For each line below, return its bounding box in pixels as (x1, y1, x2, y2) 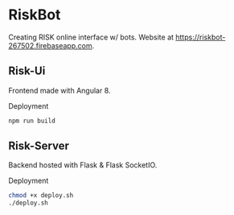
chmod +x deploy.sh (8, 192, 74, 200)
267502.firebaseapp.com (8, 40, 92, 50)
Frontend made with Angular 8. (8, 85, 111, 95)
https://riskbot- (175, 32, 226, 42)
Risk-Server (8, 139, 70, 153)
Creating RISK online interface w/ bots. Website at (8, 32, 174, 42)
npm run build (8, 117, 56, 125)
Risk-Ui (8, 64, 46, 78)
